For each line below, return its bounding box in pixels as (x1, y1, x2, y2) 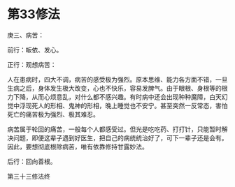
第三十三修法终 (7, 172, 50, 180)
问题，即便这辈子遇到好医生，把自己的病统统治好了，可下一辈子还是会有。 (13, 133, 228, 142)
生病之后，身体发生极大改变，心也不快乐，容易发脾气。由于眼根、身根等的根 (7, 84, 228, 92)
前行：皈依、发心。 (7, 45, 63, 54)
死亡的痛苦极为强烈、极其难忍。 (7, 110, 99, 119)
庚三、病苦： (7, 31, 44, 39)
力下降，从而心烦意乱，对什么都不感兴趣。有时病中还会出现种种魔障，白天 (7, 92, 222, 101)
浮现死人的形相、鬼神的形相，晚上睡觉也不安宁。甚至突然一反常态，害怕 (19, 101, 228, 110)
